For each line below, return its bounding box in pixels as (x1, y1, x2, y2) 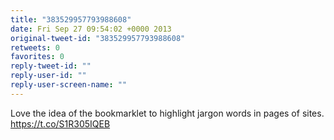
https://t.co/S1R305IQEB (10, 117, 111, 130)
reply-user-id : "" (10, 71, 87, 81)
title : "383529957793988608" (10, 14, 132, 25)
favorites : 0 (10, 52, 65, 62)
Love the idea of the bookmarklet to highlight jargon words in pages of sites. (10, 107, 325, 119)
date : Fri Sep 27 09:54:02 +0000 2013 (10, 24, 172, 34)
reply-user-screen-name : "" (10, 80, 128, 90)
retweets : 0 (10, 42, 60, 53)
